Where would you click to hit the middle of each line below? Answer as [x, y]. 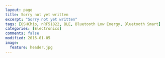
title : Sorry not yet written [37, 15]
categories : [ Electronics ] [33, 29]
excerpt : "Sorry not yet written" [42, 19]
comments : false [22, 33]
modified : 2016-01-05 [28, 38]
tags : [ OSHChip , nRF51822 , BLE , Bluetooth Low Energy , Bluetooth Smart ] [83, 24]
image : [12, 43]
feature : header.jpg [31, 47]
